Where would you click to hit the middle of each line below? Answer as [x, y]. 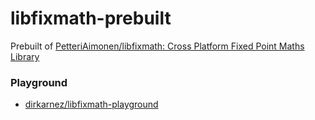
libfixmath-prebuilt [91, 18]
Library [25, 56]
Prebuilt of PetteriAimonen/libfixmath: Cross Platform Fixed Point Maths [157, 46]
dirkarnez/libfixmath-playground [91, 104]
